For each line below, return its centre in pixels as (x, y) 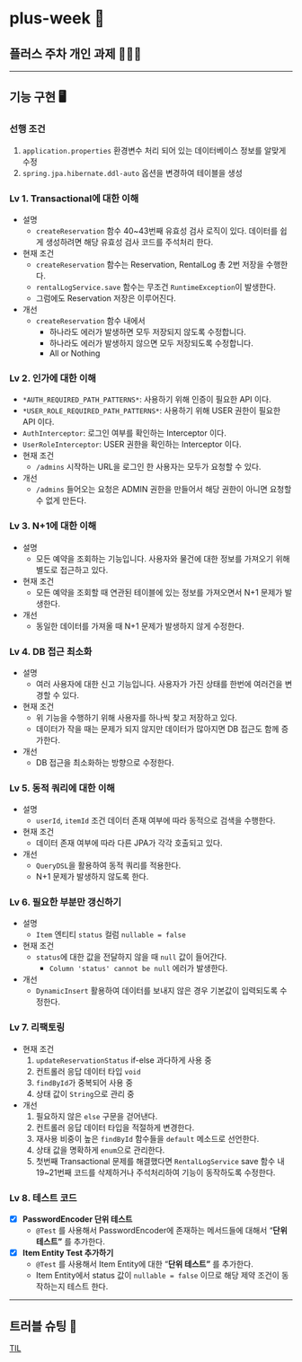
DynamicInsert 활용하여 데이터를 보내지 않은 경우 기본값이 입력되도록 (157, 991)
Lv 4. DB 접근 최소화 (51, 651)
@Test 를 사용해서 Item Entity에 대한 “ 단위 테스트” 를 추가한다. (144, 1264)
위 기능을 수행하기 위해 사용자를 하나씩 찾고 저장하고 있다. (137, 717)
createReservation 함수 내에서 (90, 320)
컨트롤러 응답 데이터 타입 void (88, 1071)
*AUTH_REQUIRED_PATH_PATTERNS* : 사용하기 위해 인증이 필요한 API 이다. (147, 400)
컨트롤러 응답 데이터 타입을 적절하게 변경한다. (115, 1128)
